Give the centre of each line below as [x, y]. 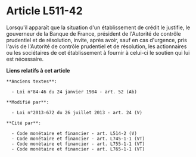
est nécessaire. [25, 59]
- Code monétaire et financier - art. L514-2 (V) [74, 133]
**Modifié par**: [28, 102]
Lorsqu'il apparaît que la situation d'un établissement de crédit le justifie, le [98, 27]
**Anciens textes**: [32, 81]
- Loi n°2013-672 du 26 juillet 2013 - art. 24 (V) [77, 112]
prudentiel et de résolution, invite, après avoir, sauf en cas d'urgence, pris [97, 40]
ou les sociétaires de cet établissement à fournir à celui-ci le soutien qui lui [98, 52]
